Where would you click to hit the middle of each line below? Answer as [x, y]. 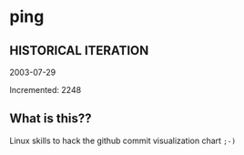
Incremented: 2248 [46, 90]
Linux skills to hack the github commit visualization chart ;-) [123, 140]
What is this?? [51, 119]
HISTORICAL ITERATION [79, 51]
